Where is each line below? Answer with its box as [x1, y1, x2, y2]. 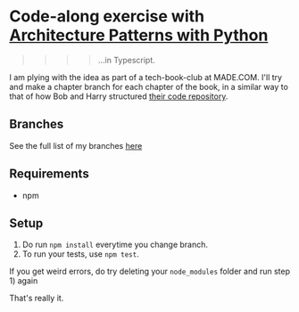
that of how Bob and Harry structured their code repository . [9, 91, 228, 102]
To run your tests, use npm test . [21, 249, 140, 259]
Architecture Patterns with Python [9, 25, 269, 45]
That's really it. [9, 292, 64, 304]
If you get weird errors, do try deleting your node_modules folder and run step [9, 266, 290, 277]
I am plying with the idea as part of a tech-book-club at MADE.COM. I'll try [9, 71, 283, 82]
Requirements [9, 167, 89, 182]
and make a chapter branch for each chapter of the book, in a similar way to [9, 81, 288, 92]
